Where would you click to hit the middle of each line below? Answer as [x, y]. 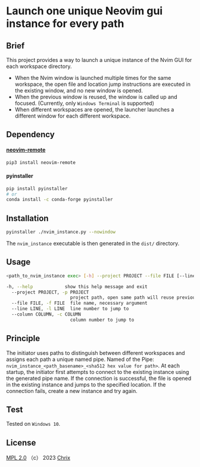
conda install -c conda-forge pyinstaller [60, 200]
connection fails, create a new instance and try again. [72, 391]
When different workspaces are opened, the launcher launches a [94, 109]
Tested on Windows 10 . [33, 424]
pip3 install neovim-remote [41, 162]
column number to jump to [102, 320]
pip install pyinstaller [37, 188]
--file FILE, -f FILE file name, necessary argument [79, 303]
